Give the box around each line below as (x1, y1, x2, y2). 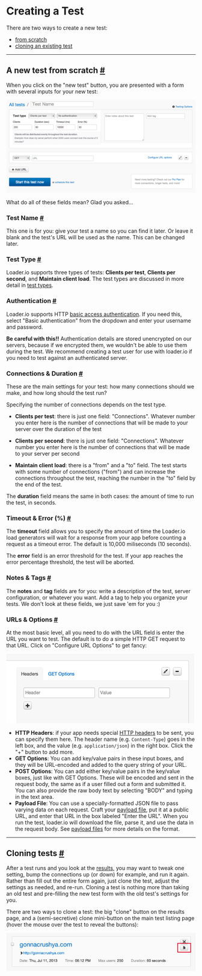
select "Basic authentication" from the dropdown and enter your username (6, 316, 191, 324)
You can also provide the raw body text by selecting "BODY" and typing (14, 787, 193, 794)
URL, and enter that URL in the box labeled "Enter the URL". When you (14, 812, 188, 819)
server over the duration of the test (14, 426, 102, 433)
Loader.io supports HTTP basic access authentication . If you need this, (6, 310, 182, 318)
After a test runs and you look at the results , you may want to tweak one (6, 864, 185, 872)
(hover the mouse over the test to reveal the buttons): (6, 921, 139, 928)
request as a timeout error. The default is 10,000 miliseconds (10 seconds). (6, 541, 191, 548)
